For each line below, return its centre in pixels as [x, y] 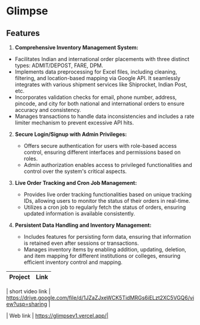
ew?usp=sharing [27, 304]
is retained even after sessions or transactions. [81, 243]
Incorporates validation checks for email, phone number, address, [96, 97]
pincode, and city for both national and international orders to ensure [100, 104]
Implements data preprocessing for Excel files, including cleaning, [96, 72]
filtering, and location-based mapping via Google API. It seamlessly [98, 78]
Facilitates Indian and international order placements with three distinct [102, 59]
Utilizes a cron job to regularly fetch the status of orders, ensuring [105, 207]
